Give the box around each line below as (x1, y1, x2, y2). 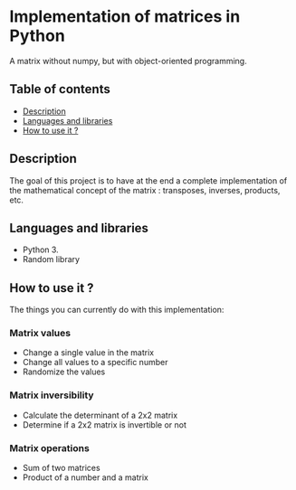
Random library (22, 254, 80, 265)
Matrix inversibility (9, 389, 94, 401)
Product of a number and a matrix (22, 472, 149, 483)
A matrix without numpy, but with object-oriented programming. (9, 55, 247, 66)
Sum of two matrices (22, 463, 101, 474)
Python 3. (22, 244, 59, 255)
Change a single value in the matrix (22, 347, 155, 358)
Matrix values (9, 327, 71, 340)
